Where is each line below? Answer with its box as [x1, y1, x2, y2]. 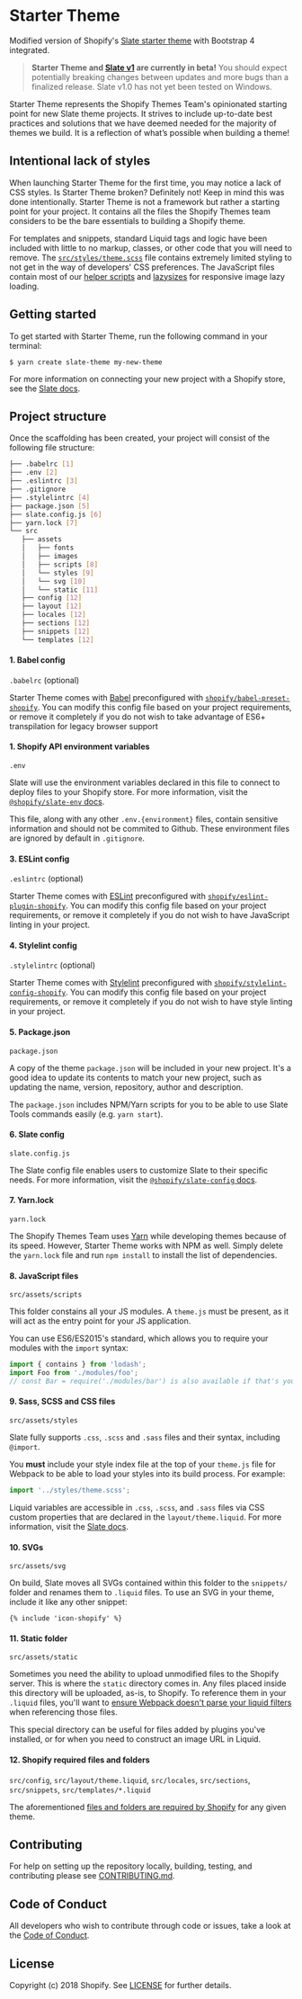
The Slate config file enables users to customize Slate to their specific [9, 1165, 269, 1175]
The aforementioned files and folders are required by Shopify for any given [9, 1801, 287, 1812]
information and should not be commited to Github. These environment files [9, 824, 290, 834]
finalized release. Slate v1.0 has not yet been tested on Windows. [31, 81, 272, 92]
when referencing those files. [9, 1707, 119, 1718]
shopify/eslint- [208, 892, 269, 902]
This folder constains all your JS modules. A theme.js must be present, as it [9, 1306, 289, 1317]
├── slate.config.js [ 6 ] [9, 510, 102, 519]
